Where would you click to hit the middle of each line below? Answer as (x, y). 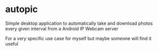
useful (12, 43)
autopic (22, 9)
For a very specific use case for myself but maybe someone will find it (78, 38)
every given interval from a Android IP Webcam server (62, 28)
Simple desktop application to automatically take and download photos (79, 23)
